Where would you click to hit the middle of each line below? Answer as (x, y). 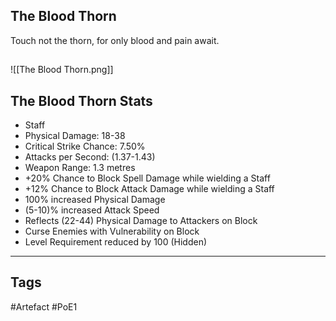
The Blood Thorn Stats (81, 100)
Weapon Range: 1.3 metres (80, 168)
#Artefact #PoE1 (44, 306)
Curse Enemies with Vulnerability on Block (112, 231)
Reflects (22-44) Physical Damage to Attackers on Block (141, 221)
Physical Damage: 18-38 (75, 136)
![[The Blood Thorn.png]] (62, 70)
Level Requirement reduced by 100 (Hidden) (116, 242)
